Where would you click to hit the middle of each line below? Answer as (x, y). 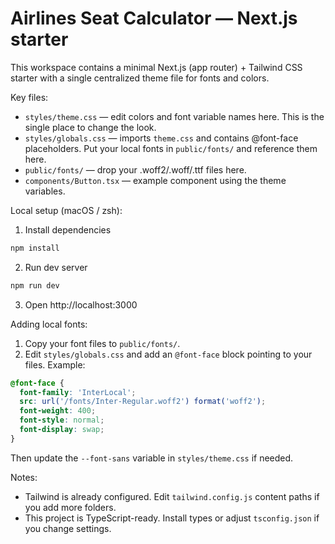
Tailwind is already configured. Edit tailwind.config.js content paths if (172, 496)
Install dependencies (68, 229)
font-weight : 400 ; (58, 411)
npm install (35, 248)
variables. (45, 191)
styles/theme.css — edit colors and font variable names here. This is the (174, 116)
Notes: (24, 477)
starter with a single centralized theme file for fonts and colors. (140, 78)
